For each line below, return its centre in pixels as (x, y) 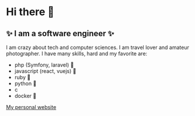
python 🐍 (25, 83)
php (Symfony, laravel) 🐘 (44, 65)
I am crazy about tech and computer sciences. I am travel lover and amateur (98, 47)
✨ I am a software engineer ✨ (60, 34)
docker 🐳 (25, 96)
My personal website (31, 107)
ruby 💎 (22, 77)
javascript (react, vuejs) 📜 (45, 71)
